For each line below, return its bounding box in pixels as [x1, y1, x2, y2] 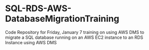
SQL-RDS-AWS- [5, 3, 72, 14]
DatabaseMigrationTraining [5, 13, 119, 24]
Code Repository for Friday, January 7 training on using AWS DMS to [5, 29, 145, 35]
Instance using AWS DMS [5, 39, 57, 45]
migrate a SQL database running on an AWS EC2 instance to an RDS [5, 34, 144, 40]
